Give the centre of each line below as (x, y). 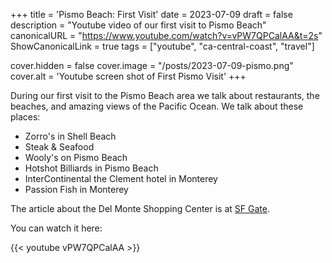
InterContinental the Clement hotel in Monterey (121, 178)
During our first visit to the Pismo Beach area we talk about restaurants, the (165, 95)
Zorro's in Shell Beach (70, 136)
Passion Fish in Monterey (76, 189)
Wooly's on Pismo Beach (76, 157)
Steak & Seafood (59, 147)
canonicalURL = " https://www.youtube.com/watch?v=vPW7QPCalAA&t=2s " (166, 35)
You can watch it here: (56, 228)
